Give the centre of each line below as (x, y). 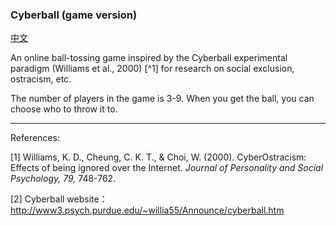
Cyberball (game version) (74, 15)
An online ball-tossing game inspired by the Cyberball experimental (149, 58)
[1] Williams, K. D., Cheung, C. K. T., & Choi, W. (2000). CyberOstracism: (158, 157)
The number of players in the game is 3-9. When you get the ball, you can (162, 99)
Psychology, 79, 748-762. (63, 179)
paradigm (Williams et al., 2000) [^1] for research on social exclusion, (152, 69)
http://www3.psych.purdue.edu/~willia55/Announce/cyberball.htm (147, 210)
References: (35, 138)
